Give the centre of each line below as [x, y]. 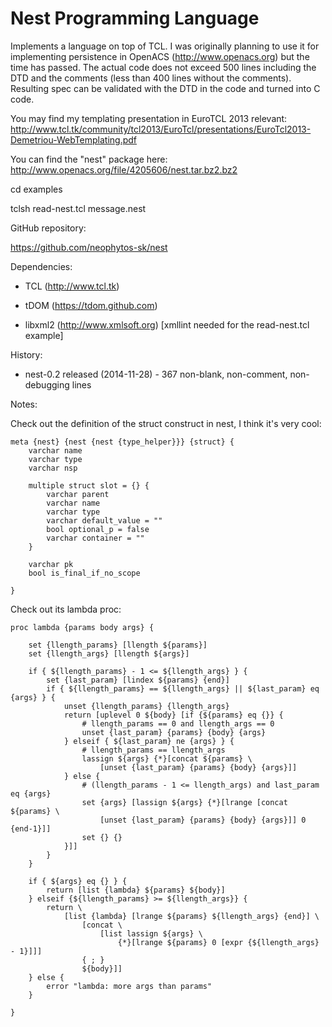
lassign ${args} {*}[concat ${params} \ [167, 758]
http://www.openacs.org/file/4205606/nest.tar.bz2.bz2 [124, 169]
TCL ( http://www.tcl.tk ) [72, 286]
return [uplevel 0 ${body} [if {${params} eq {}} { [173, 715]
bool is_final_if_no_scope [84, 573]
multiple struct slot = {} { [89, 485]
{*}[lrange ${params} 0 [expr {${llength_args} [218, 942]
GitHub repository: [48, 228]
